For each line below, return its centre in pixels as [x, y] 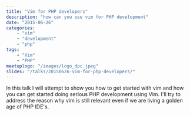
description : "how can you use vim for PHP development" [77, 17]
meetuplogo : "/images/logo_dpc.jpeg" [52, 66]
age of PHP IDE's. [28, 107]
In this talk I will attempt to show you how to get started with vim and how [95, 88]
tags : [13, 50]
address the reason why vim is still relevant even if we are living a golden [95, 101]
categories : [21, 28]
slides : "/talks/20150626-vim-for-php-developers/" [71, 71]
